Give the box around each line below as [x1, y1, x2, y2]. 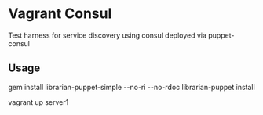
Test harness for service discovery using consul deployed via [8, 31, 206, 40]
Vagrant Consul [8, 5, 112, 23]
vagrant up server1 [8, 97, 69, 106]
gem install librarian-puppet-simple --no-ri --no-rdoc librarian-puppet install [8, 82, 255, 92]
